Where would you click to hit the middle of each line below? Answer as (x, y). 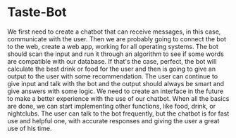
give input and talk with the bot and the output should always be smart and (116, 83)
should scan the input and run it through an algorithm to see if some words (116, 54)
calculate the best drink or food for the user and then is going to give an (112, 69)
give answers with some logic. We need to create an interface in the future (116, 91)
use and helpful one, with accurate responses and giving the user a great (113, 120)
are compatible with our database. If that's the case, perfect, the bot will (112, 61)
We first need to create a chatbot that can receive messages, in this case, (114, 32)
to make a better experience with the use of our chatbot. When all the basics (118, 98)
